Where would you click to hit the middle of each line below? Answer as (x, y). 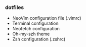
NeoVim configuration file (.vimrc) (47, 18)
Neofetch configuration (36, 29)
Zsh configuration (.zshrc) (39, 39)
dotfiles (15, 7)
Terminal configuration (35, 23)
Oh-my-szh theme (31, 34)
